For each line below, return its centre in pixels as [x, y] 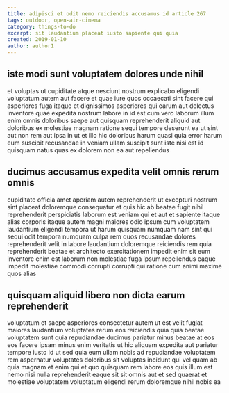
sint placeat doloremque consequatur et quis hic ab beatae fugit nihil [105, 207]
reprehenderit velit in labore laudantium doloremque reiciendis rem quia [109, 243]
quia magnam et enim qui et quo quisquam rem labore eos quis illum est [110, 367]
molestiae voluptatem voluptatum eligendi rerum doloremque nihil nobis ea [114, 382]
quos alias [22, 273]
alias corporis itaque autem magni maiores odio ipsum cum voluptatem [108, 222]
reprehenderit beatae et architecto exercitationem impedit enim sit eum [109, 251]
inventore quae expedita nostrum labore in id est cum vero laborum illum [111, 113]
